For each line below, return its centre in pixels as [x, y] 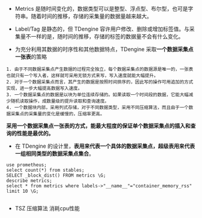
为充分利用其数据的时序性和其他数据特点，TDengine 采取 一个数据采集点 [104, 49]
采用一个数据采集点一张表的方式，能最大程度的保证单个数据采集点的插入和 [98, 126]
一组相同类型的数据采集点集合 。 [54, 153]
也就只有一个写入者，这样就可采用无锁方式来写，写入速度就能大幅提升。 [82, 76]
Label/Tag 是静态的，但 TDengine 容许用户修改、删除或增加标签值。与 [102, 29]
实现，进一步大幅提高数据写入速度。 [44, 88]
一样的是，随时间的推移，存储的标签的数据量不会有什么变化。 [107, 36]
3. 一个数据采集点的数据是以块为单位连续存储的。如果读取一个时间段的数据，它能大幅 [98, 95]
